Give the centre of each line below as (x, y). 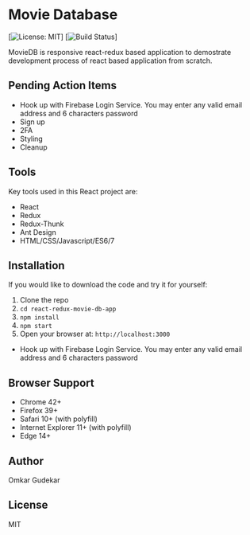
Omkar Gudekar (34, 480)
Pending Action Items (63, 86)
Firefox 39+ (38, 411)
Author (26, 461)
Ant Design (38, 232)
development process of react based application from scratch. (110, 61)
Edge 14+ (35, 436)
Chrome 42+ (40, 402)
